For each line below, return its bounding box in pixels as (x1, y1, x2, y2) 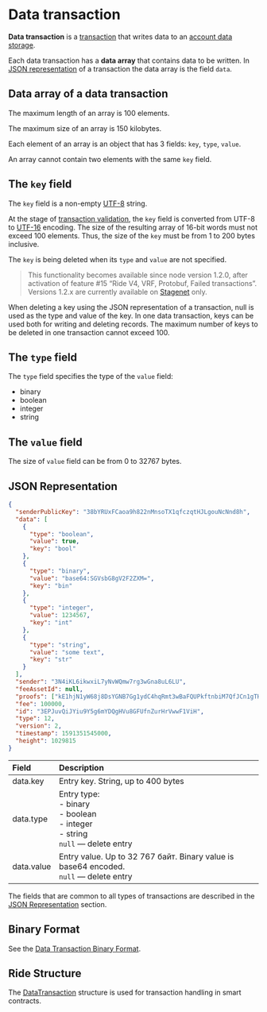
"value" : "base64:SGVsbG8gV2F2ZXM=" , (29, 574, 155, 582)
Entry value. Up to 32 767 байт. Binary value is (58, 851, 234, 862)
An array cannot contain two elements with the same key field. (8, 154, 212, 164)
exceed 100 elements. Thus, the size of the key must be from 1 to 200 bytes (8, 230, 256, 240)
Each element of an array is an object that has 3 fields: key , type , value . (8, 139, 242, 149)
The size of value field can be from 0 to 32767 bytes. (8, 457, 182, 466)
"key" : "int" (29, 619, 73, 627)
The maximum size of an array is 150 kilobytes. (8, 123, 162, 133)
